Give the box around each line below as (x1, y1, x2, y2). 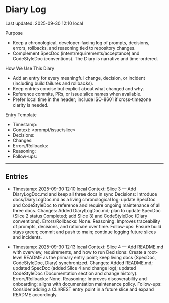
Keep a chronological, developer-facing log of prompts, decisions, (12, 39, 150, 46)
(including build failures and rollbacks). (12, 80, 94, 86)
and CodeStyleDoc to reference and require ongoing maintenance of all (12, 202, 161, 208)
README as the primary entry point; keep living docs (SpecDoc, (23, 254, 156, 260)
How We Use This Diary (5, 65, 54, 71)
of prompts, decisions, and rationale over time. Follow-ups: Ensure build (12, 223, 162, 229)
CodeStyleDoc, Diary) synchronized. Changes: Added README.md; (12, 260, 153, 266)
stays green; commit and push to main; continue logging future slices (12, 229, 156, 235)
